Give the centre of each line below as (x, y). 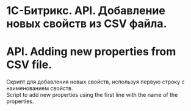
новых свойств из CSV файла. (87, 24)
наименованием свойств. (40, 88)
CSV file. (29, 65)
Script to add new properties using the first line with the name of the (92, 95)
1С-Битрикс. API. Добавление (86, 11)
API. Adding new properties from (91, 52)
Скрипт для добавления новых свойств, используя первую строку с (95, 82)
